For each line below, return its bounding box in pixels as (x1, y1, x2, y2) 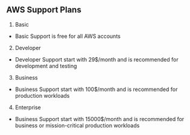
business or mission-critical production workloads (14, 122, 140, 129)
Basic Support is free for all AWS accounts (14, 33, 121, 40)
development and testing (14, 62, 77, 69)
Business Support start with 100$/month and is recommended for (14, 86, 178, 93)
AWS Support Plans (6, 5, 81, 15)
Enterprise (14, 104, 41, 111)
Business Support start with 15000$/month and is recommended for (14, 115, 185, 122)
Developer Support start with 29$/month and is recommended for (14, 55, 179, 63)
